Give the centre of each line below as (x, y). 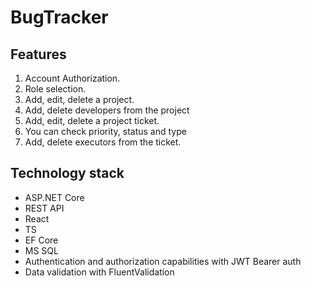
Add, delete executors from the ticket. (103, 142)
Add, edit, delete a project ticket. (92, 120)
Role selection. (55, 89)
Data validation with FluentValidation (99, 272)
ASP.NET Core (54, 197)
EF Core (41, 240)
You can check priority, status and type (105, 131)
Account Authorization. (72, 78)
